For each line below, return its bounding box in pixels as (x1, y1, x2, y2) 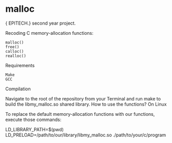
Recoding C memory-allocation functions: (5, 30, 94, 36)
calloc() (5, 49, 24, 54)
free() (5, 44, 20, 49)
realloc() (5, 53, 27, 58)
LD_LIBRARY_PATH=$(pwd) (5, 126, 64, 132)
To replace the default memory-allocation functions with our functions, (5, 111, 155, 117)
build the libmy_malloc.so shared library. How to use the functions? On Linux (5, 101, 167, 107)
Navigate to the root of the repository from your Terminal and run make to (5, 95, 161, 101)
